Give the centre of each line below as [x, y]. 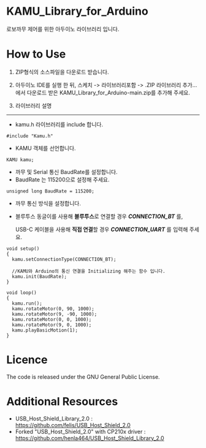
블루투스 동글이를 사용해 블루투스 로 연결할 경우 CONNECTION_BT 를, [99, 216]
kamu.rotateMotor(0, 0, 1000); [52, 319]
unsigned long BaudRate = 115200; [51, 191]
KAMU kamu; [20, 160]
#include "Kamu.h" [30, 136]
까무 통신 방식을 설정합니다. [48, 203]
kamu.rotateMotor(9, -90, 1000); [55, 314]
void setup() [23, 249]
